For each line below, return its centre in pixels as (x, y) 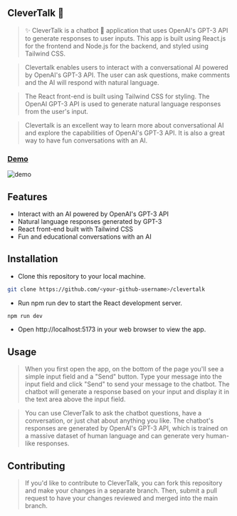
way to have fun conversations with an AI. (86, 140)
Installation (33, 259)
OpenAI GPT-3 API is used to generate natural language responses (123, 103)
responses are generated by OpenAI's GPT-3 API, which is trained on (126, 428)
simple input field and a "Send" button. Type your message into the (123, 377)
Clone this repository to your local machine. (81, 276)
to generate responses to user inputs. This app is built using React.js (125, 38)
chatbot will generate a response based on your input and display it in (127, 392)
